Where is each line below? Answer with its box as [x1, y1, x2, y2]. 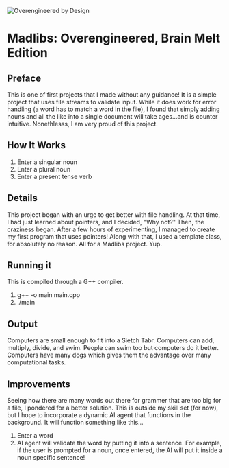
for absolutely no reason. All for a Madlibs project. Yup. [7, 239, 163, 248]
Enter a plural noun [16, 165, 71, 173]
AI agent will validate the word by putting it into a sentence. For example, [16, 439, 222, 447]
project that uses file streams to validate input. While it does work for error [7, 98, 217, 106]
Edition [7, 45, 48, 61]
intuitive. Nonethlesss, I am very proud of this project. [7, 120, 159, 128]
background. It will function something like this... [7, 419, 144, 427]
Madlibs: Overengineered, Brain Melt [7, 31, 221, 46]
